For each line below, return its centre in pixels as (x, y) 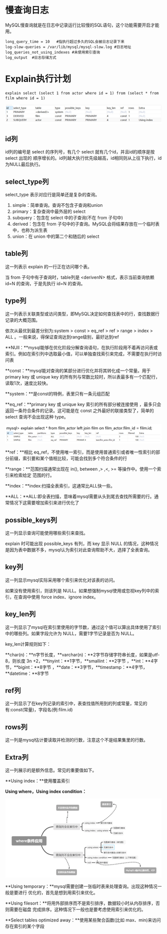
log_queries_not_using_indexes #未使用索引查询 (53, 52)
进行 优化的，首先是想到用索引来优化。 (58, 893)
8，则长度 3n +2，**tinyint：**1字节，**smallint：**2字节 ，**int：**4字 (82, 661)
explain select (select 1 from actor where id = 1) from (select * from (82, 93)
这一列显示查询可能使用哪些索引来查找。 (46, 533)
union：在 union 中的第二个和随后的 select (56, 236)
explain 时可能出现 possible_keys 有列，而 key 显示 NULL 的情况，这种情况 (82, 543)
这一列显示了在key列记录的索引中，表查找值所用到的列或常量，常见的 (76, 703)
